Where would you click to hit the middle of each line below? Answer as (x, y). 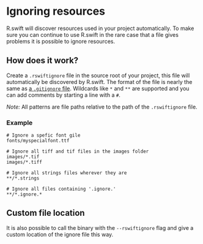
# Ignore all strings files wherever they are (67, 173)
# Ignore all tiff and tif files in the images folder (78, 151)
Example (20, 123)
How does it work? (42, 60)
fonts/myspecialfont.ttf (38, 141)
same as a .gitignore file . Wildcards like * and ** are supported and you (98, 88)
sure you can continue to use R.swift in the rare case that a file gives (93, 34)
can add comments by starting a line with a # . (64, 95)
